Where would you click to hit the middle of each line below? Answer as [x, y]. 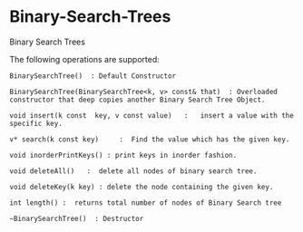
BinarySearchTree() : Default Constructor [93, 76]
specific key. [36, 123]
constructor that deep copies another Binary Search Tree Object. [137, 100]
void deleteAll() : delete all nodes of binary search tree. [133, 171]
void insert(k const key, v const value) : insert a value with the [152, 115]
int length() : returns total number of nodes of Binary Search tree [146, 203]
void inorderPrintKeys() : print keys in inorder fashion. [123, 155]
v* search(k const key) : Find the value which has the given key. [150, 139]
